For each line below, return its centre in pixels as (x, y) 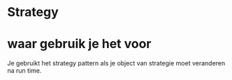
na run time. (24, 71)
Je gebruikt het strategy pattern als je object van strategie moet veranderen (116, 63)
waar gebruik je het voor (79, 44)
